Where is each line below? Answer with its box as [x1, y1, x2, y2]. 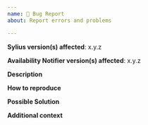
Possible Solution [7, 97, 60, 106]
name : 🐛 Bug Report [7, 10, 65, 18]
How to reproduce [7, 83, 61, 92]
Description [7, 70, 43, 78]
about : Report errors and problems [7, 17, 112, 24]
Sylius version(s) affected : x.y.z [7, 42, 102, 51]
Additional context [7, 111, 63, 119]
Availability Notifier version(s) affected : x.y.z [7, 56, 141, 64]
